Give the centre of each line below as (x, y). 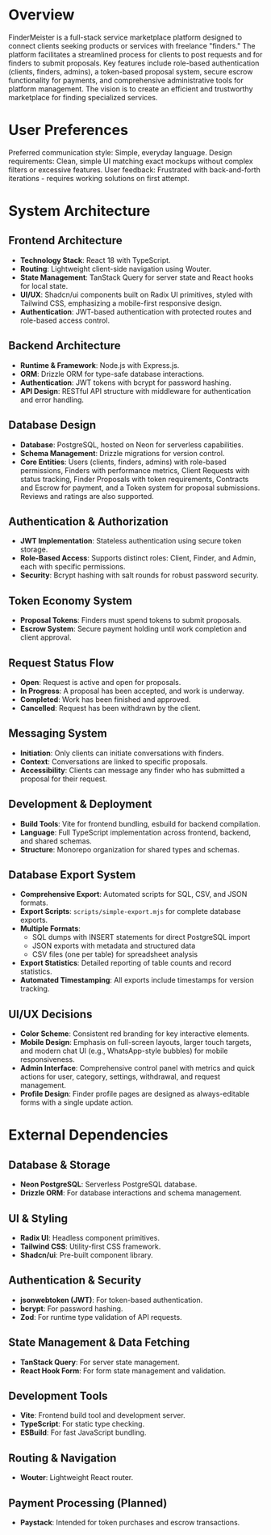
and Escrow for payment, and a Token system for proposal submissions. (140, 488)
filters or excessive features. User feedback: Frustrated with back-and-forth (134, 169)
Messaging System (58, 734)
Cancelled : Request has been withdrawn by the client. (110, 708)
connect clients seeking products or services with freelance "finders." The (132, 45)
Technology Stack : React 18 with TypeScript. (95, 260)
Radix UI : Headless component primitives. (90, 1238)
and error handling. (52, 400)
